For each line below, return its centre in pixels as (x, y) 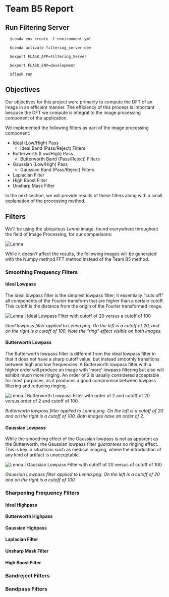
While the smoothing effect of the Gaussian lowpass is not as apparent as (82, 439)
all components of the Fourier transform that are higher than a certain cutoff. (84, 301)
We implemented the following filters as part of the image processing (77, 128)
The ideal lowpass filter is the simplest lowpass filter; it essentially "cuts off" (84, 295)
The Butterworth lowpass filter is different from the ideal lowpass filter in (80, 353)
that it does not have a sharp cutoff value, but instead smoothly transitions (82, 359)
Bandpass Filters (26, 589)
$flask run (21, 74)
